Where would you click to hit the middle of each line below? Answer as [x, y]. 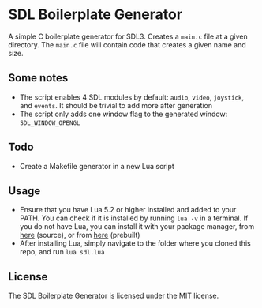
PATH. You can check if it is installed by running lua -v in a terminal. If [134, 218]
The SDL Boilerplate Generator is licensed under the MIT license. [114, 296]
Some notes [38, 78]
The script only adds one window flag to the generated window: [124, 114]
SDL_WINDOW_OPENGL [50, 123]
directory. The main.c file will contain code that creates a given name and [127, 44]
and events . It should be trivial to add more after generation [116, 105]
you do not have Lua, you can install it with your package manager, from [137, 227]
